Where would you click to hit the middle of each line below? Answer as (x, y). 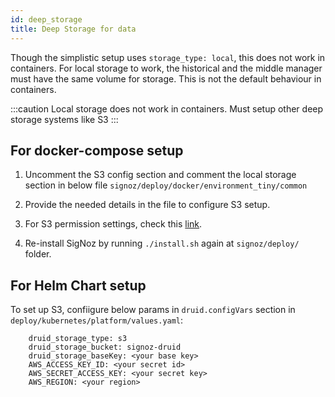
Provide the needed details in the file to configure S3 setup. (147, 205)
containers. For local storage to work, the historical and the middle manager (166, 68)
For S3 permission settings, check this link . (113, 224)
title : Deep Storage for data (73, 29)
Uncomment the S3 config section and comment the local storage (160, 175)
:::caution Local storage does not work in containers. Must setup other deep (167, 108)
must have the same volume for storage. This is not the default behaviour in (166, 78)
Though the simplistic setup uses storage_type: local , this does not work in (168, 57)
